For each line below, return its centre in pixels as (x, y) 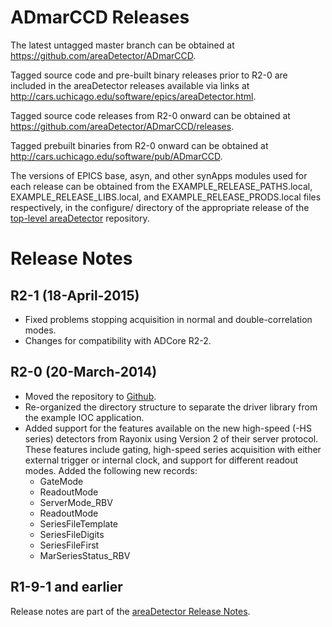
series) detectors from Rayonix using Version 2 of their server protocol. (171, 438)
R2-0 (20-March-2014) (84, 372)
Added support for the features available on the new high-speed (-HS (168, 428)
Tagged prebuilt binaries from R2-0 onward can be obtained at (139, 145)
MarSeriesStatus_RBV (85, 555)
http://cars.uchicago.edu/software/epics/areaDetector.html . (133, 96)
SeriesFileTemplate (79, 523)
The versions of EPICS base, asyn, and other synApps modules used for (159, 175)
